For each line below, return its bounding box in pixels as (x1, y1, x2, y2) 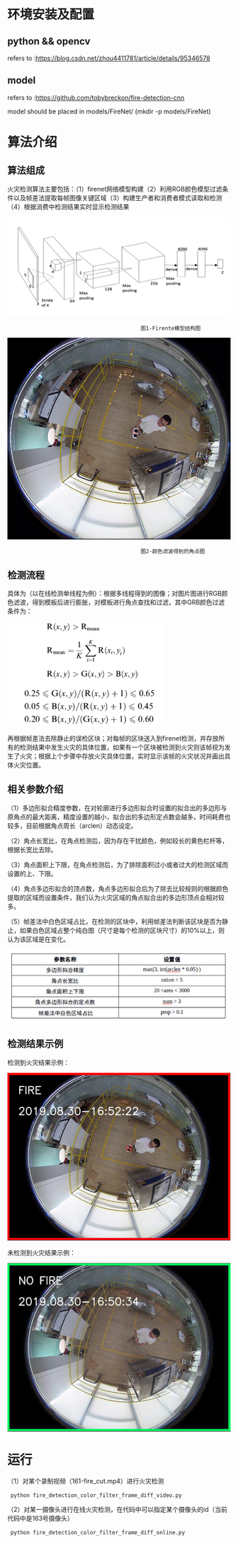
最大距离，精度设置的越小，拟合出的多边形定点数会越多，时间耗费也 (31, 812, 231, 821)
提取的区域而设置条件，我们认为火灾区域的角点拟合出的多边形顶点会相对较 (7, 893, 225, 902)
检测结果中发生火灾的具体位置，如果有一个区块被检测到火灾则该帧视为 (19, 743, 225, 752)
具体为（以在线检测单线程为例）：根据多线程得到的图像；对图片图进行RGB (7, 590, 222, 598)
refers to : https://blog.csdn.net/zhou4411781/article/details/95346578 (7, 54, 210, 62)
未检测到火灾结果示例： (7, 1249, 76, 1257)
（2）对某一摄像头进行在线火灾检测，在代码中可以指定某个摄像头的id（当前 (7, 1505, 228, 1513)
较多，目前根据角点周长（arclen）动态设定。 (7, 821, 137, 830)
